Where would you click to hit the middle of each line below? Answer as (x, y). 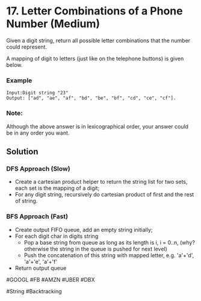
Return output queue (41, 268)
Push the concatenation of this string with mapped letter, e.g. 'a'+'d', (109, 255)
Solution (22, 151)
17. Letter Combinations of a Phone (94, 11)
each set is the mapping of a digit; (57, 188)
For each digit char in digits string (57, 236)
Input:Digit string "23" (37, 93)
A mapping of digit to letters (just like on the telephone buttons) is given (95, 58)
